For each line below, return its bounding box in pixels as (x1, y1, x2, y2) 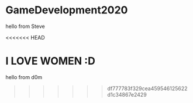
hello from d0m (5, 73, 43, 80)
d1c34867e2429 (107, 91, 147, 98)
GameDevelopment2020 (5, 3, 128, 17)
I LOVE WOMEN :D (5, 55, 96, 68)
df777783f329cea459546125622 (107, 85, 188, 92)
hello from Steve (5, 23, 45, 30)
